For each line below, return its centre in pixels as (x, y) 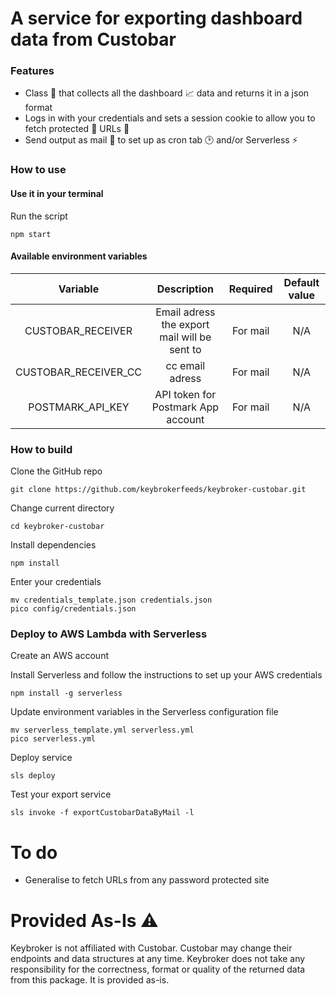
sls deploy (33, 776)
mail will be (185, 337)
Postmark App (185, 407)
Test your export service (61, 794)
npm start (31, 234)
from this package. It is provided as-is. (90, 980)
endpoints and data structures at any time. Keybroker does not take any (158, 959)
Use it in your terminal (57, 193)
